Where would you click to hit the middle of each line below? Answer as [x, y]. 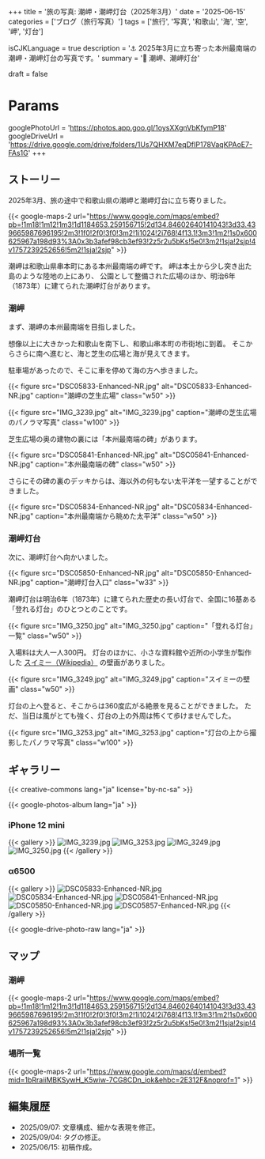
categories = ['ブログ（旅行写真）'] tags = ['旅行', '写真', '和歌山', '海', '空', [128, 21]
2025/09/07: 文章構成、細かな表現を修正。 [89, 1127]
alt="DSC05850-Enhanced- [206, 573]
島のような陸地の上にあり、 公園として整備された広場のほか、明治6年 [122, 276]
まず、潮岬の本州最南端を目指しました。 [74, 327]
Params [34, 106]
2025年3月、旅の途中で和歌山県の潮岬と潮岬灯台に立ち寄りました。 [119, 200]
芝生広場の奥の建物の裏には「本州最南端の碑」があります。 [105, 439]
